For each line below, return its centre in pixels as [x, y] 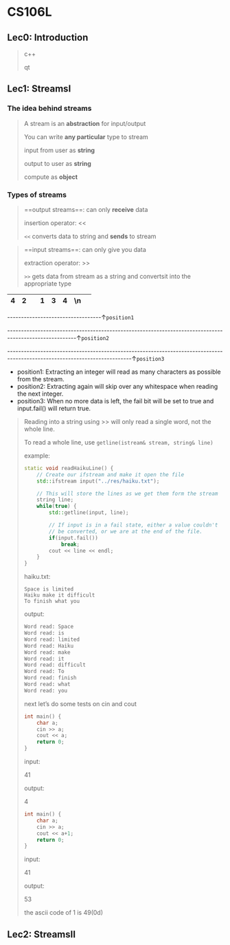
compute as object [50, 177]
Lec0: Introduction [48, 38]
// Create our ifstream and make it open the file [111, 475]
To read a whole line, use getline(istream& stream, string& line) [119, 442]
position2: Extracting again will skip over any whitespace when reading [117, 386]
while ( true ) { [57, 507]
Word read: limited [52, 639]
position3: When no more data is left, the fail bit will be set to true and [115, 401]
